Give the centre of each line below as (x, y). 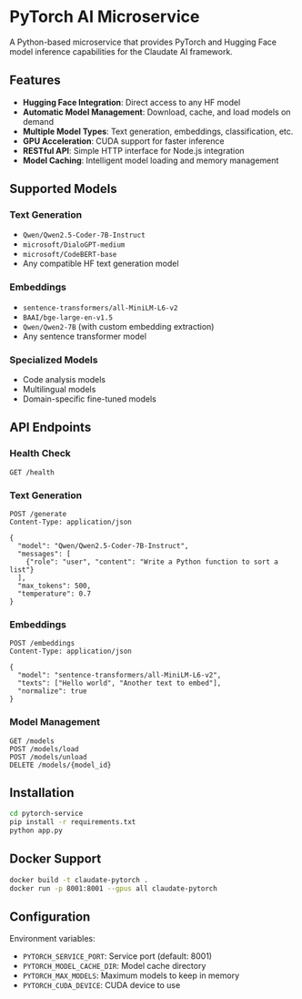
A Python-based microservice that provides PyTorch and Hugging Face (143, 42)
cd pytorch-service (46, 814)
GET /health (32, 472)
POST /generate (38, 515)
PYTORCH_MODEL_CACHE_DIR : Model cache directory (114, 966)
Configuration (50, 917)
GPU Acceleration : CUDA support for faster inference (123, 141)
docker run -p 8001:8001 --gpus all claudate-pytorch (114, 888)
